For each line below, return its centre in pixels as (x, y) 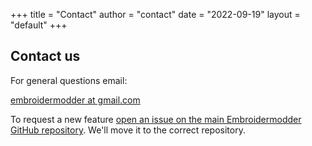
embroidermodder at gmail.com (75, 100)
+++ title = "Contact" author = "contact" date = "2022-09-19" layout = (155, 14)
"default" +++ (39, 25)
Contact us (45, 56)
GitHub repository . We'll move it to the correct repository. (128, 130)
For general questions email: (69, 80)
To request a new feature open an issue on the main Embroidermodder (156, 119)
